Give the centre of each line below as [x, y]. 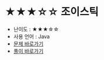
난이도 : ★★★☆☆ [36, 29]
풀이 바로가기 [28, 51]
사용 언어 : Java [32, 36]
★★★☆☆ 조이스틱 [52, 12]
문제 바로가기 [28, 44]
